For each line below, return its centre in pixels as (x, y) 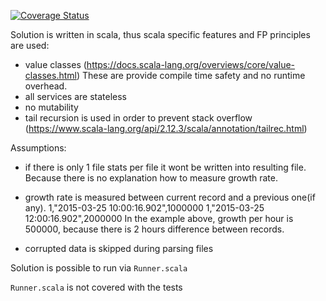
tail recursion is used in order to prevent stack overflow (138, 118)
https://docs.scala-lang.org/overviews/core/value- (191, 64)
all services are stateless (75, 96)
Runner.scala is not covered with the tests (96, 287)
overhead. (46, 86)
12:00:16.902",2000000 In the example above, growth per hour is (159, 218)
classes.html (50, 75)
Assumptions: (38, 148)
